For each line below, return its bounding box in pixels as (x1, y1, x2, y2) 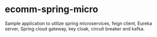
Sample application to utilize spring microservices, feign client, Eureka (5, 20, 152, 26)
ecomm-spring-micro (5, 4, 98, 15)
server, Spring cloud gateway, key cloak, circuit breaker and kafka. (5, 25, 145, 31)
